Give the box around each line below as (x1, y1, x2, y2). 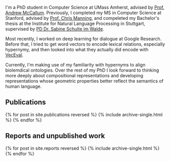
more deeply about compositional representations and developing (5, 73, 144, 78)
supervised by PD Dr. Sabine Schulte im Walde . (5, 26, 104, 32)
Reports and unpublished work (5, 132, 105, 140)
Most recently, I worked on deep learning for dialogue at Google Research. (5, 36, 162, 42)
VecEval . (5, 52, 24, 58)
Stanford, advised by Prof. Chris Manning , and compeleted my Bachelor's (5, 15, 159, 21)
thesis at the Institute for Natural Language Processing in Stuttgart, (5, 20, 146, 26)
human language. (5, 83, 42, 89)
